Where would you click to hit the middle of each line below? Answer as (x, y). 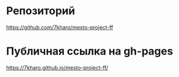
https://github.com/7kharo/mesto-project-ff (60, 27)
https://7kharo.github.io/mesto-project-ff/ (57, 68)
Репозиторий (41, 11)
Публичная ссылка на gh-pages (90, 51)
